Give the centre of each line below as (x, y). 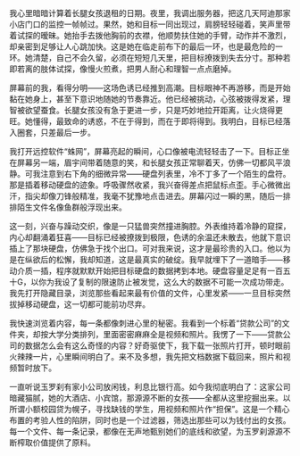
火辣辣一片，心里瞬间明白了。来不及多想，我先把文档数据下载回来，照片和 (146, 357)
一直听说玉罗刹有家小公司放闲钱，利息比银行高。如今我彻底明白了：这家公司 (150, 387)
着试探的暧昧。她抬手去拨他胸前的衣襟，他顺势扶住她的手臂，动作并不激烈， (150, 35)
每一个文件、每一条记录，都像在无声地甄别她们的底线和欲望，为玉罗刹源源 (146, 431)
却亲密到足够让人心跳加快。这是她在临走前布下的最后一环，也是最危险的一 (146, 46)
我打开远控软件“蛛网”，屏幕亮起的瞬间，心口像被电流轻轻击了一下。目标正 (146, 151)
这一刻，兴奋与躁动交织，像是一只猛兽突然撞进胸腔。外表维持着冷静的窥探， (150, 226)
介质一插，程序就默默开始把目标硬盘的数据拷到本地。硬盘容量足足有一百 (150, 271)
